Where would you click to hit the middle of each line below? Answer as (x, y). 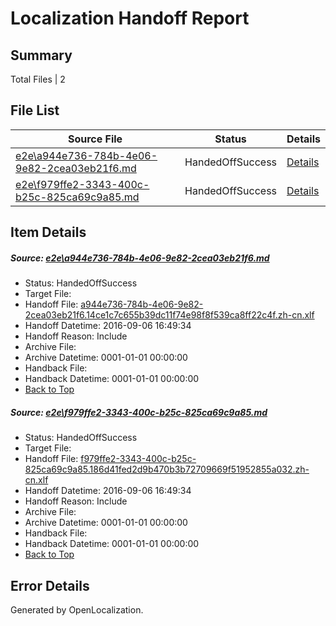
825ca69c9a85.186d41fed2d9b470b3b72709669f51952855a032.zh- (167, 469)
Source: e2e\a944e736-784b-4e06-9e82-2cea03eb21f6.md (140, 258)
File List (35, 110)
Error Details (50, 585)
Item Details (48, 232)
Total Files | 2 (38, 79)
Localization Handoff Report (130, 18)
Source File (95, 139)
